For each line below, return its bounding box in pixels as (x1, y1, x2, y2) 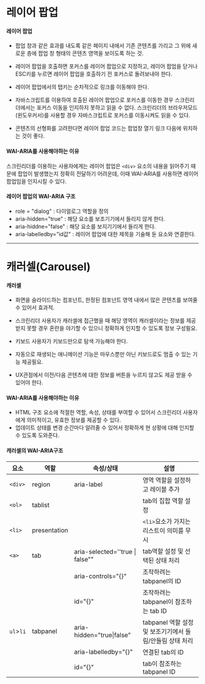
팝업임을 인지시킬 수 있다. (6, 177, 67, 185)
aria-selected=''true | (74, 547, 137, 556)
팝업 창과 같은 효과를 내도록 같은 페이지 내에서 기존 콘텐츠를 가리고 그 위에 (15, 42, 191, 50)
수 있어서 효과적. (15, 304, 55, 311)
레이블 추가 (149, 485, 180, 493)
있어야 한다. (15, 379, 44, 386)
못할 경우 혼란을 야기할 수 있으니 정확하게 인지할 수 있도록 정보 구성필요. (26, 325, 198, 332)
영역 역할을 (142, 475, 173, 484)
